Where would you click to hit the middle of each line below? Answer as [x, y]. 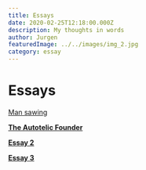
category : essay [35, 52]
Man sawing [28, 112]
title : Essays [31, 15]
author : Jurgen [33, 37]
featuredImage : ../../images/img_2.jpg [73, 45]
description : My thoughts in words [66, 30]
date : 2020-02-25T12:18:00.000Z [61, 23]
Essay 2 [21, 143]
